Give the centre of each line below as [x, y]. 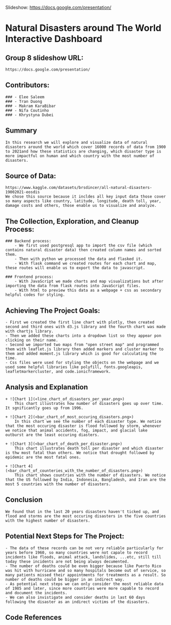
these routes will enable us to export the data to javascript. [75, 268]
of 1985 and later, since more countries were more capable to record [82, 588]
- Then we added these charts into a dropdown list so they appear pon [83, 336]
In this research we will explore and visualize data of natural [76, 142]
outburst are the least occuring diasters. [52, 435]
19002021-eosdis [23, 192]
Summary [21, 131]
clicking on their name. [32, 340]
